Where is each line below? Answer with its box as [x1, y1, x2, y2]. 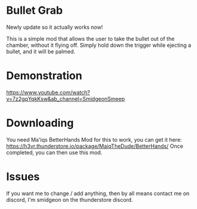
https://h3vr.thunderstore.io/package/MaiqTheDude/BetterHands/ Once [6, 142, 184, 150]
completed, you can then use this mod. [6, 148, 103, 156]
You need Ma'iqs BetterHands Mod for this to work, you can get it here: [6, 136, 182, 143]
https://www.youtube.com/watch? [6, 88, 90, 96]
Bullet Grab [6, 4, 63, 17]
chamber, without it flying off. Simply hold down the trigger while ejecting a [6, 41, 192, 49]
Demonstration [6, 69, 83, 83]
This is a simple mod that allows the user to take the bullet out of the [6, 35, 175, 42]
